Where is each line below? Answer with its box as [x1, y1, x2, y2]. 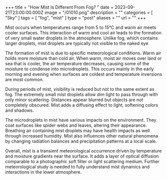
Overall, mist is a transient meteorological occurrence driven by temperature [5, 148, 162, 154]
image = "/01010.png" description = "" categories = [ [44, 9, 153, 15]
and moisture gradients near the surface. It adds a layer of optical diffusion [5, 153, 159, 159]
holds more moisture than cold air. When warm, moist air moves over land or [5, 55, 162, 61]
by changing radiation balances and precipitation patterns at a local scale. [5, 138, 157, 144]
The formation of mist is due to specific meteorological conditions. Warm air [5, 50, 162, 56]
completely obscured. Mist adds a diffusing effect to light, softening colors [5, 102, 159, 108]
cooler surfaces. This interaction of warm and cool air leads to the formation [5, 30, 162, 35]
